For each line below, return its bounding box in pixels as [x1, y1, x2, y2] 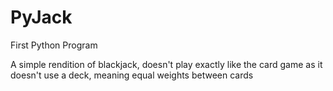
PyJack [10, 6, 73, 29]
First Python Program [10, 39, 98, 51]
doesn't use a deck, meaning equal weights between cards [10, 69, 254, 81]
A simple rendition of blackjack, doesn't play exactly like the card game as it [10, 58, 323, 70]
